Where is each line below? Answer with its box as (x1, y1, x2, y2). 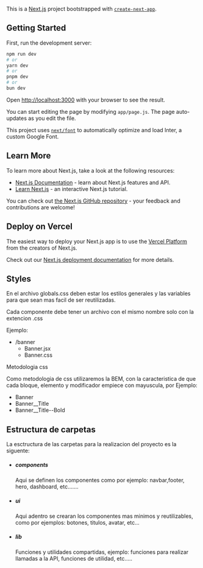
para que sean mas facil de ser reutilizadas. (6, 296, 116, 304)
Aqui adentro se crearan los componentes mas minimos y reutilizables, (15, 512, 193, 520)
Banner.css (24, 351, 53, 359)
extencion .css (6, 315, 43, 322)
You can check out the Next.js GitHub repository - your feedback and (6, 197, 181, 204)
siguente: (6, 447, 30, 455)
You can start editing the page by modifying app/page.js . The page (6, 108, 175, 115)
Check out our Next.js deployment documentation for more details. (6, 256, 174, 263)
